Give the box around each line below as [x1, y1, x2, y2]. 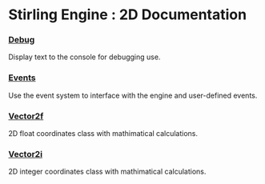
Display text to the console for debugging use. [8, 52, 161, 62]
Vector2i [8, 149, 42, 159]
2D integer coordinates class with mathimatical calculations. [8, 166, 207, 177]
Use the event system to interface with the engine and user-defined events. [8, 90, 258, 100]
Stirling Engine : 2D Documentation [8, 6, 247, 24]
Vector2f [8, 110, 44, 122]
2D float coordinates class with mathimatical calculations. [8, 129, 199, 138]
